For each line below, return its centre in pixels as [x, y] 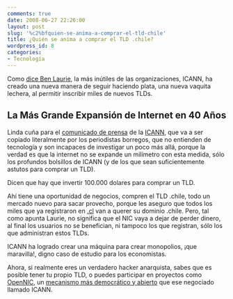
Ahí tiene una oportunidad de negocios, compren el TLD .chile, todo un [109, 196]
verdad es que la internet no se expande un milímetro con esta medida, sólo [116, 154]
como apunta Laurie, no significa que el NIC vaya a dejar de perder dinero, [114, 218]
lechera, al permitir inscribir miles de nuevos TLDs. [80, 93]
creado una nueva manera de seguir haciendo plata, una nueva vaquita [109, 86]
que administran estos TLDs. [48, 233]
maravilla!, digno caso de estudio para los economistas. [87, 254]
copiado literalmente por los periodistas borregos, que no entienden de [109, 139]
